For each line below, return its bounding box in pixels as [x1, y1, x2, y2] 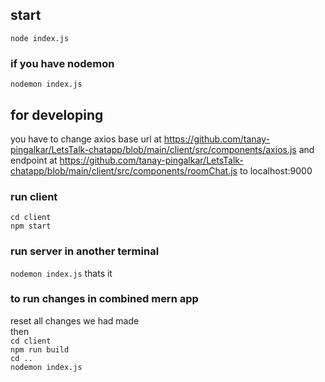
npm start [10, 221, 52, 232]
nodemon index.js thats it [10, 267, 113, 279]
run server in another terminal [10, 244, 160, 258]
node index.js [10, 33, 70, 43]
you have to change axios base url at [10, 133, 162, 145]
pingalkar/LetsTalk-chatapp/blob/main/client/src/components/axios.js [10, 143, 297, 155]
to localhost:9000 [239, 164, 313, 177]
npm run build [10, 344, 70, 355]
